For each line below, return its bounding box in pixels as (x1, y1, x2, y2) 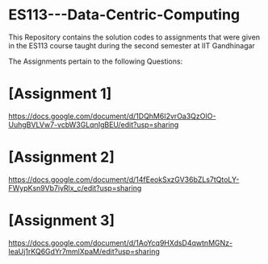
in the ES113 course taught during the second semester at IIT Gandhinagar (8, 40, 256, 50)
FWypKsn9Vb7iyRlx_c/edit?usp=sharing (8, 183, 142, 192)
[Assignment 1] (8, 85, 112, 103)
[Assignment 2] (8, 148, 115, 167)
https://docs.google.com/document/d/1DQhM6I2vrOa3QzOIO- (8, 111, 216, 121)
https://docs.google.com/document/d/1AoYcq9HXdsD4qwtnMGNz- (8, 237, 232, 247)
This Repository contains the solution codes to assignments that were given (8, 32, 261, 42)
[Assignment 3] (8, 212, 115, 229)
